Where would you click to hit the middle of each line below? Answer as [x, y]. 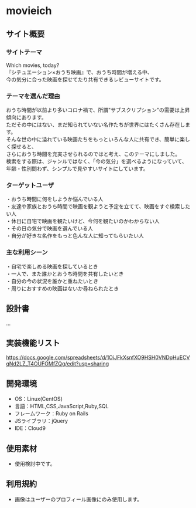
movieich [29, 11]
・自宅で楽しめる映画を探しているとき [52, 266]
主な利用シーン [27, 252]
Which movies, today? [33, 65]
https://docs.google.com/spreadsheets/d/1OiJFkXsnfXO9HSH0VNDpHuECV [98, 358]
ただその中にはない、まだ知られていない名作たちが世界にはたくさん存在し [96, 125]
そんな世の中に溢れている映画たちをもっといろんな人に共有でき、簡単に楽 [96, 140]
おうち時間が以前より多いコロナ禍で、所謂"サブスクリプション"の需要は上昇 [98, 110]
